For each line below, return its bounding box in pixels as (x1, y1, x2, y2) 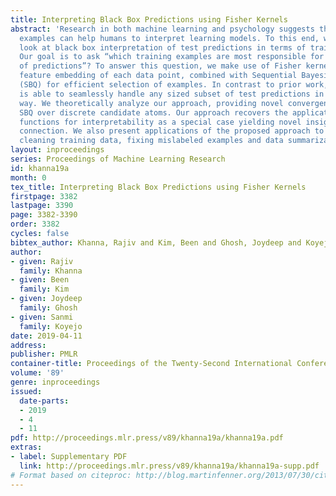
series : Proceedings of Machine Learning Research (10, 154, 226, 164)
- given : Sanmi (10, 312, 74, 322)
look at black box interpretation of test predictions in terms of (19, 42, 307, 53)
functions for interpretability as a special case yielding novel (19, 117, 302, 127)
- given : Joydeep (10, 294, 83, 304)
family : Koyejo (19, 321, 83, 331)
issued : (10, 386, 43, 396)
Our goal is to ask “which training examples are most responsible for (19, 52, 325, 62)
